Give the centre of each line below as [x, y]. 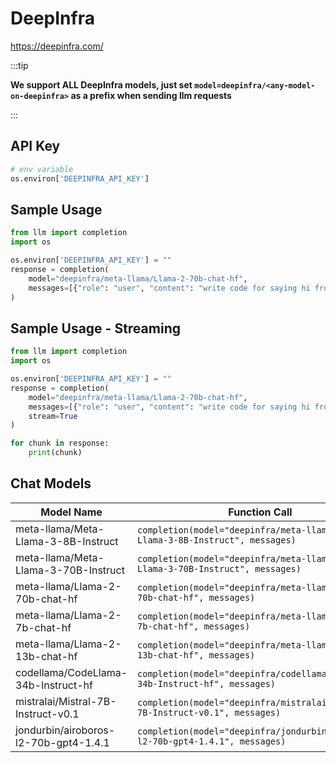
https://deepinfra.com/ [57, 46]
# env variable [42, 169]
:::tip [19, 65]
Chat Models [51, 483]
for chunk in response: [60, 443]
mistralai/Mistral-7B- [66, 701]
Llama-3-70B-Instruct [70, 570]
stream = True [53, 416]
